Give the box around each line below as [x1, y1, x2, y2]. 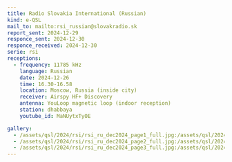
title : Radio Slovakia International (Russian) [7, 10, 147, 17]
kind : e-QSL [7, 17, 41, 23]
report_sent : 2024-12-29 [7, 29, 79, 37]
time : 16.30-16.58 [19, 81, 72, 88]
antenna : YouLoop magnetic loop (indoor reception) [19, 100, 171, 107]
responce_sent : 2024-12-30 [7, 36, 85, 43]
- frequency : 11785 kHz [13, 61, 81, 68]
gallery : [7, 125, 32, 132]
